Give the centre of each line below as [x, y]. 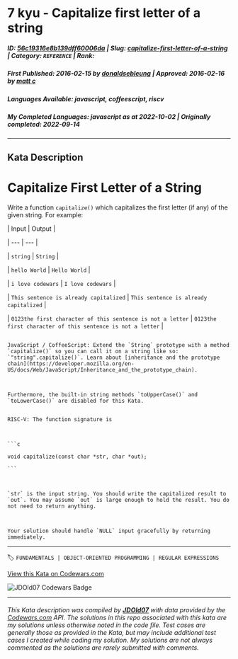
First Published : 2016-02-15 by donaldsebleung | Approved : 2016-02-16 [116, 74]
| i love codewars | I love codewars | [62, 283]
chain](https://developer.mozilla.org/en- [71, 363]
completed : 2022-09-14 [44, 124]
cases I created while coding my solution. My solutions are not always [110, 640]
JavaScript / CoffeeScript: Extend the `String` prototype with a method [119, 345]
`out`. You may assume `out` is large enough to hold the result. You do [119, 500]
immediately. [27, 537]
